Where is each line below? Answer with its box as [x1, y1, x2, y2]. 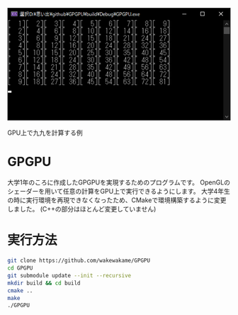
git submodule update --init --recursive [7, 272, 132, 279]
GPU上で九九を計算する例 [7, 128, 83, 137]
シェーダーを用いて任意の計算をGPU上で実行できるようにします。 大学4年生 [7, 187, 230, 196]
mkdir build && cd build [7, 280, 81, 287]
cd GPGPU [7, 265, 33, 272]
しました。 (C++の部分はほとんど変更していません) [7, 205, 157, 214]
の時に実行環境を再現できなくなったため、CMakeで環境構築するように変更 [7, 196, 227, 204]
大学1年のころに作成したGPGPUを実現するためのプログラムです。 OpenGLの [7, 178, 231, 187]
